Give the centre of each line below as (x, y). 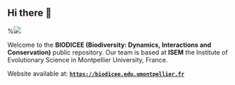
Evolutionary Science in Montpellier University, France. (88, 59)
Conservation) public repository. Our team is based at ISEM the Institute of (117, 52)
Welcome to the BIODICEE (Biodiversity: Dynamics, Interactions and (109, 45)
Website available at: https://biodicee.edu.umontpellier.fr (96, 73)
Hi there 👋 (30, 13)
